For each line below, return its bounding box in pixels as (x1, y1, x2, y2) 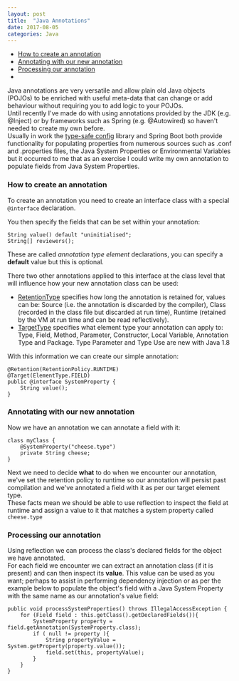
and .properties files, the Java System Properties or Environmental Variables (7, 147, 231, 155)
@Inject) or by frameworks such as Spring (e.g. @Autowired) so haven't (7, 117, 218, 125)
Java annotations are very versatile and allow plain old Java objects (7, 86, 206, 95)
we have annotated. (7, 553, 65, 563)
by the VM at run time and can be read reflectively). (17, 315, 169, 324)
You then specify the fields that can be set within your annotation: (7, 217, 201, 226)
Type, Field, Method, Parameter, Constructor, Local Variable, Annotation (17, 331, 229, 339)
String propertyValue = (45, 637, 116, 644)
